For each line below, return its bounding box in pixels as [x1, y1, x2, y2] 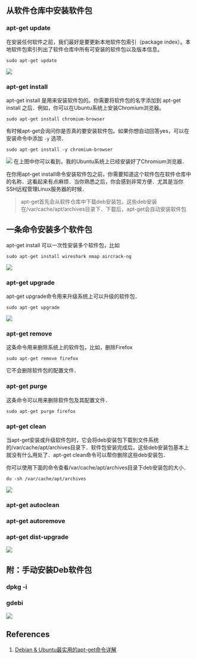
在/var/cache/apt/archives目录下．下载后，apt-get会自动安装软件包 [20, 205, 187, 213]
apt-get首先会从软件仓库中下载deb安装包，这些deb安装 [20, 198, 157, 205]
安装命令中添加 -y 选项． [6, 135, 67, 142]
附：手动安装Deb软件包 [6, 565, 92, 575]
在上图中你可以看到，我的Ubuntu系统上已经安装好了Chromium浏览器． [13, 157, 187, 165]
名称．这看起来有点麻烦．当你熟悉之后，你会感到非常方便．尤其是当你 [11, 178, 183, 185]
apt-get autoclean [6, 501, 60, 509]
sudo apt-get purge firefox [6, 408, 76, 414]
